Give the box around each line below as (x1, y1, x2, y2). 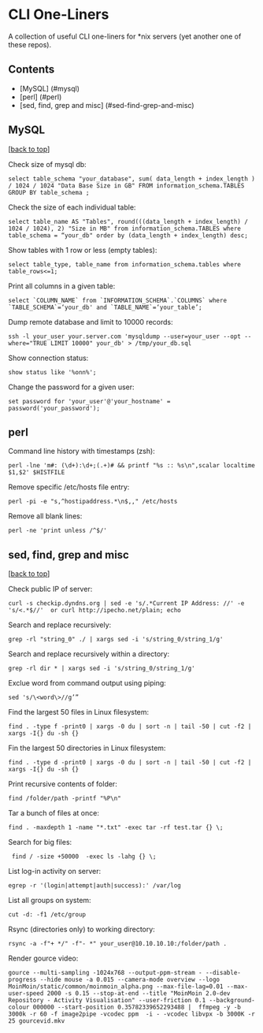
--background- (209, 997, 256, 1005)
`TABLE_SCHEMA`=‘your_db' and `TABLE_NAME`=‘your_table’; (8, 303, 202, 311)
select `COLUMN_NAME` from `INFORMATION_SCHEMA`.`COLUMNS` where (8, 296, 227, 304)
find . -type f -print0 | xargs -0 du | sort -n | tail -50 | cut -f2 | (8, 723, 252, 730)
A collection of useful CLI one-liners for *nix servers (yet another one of (8, 32, 242, 41)
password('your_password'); (8, 404, 101, 412)
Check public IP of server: (8, 585, 93, 594)
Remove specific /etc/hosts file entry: (8, 482, 130, 492)
